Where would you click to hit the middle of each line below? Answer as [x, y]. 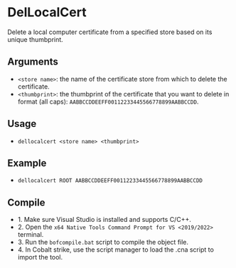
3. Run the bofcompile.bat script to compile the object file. [103, 242]
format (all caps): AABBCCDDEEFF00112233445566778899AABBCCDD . [108, 101]
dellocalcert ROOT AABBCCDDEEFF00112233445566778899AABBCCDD [110, 181]
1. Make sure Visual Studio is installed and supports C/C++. [104, 220]
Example [27, 163]
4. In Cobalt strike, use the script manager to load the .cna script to [116, 250]
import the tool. [40, 257]
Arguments [33, 62]
